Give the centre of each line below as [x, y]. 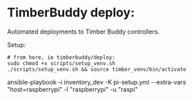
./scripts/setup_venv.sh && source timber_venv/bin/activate [97, 69]
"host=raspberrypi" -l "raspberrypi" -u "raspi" [73, 89]
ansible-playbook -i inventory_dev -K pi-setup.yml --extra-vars [96, 82]
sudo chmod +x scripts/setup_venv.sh [61, 63]
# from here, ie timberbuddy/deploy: [61, 57]
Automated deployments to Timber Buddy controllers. [83, 32]
